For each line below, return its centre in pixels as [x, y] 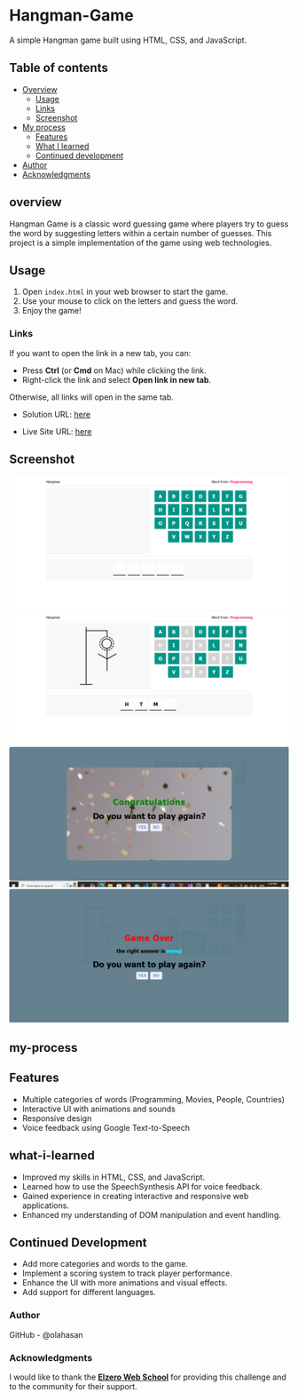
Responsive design [57, 1118]
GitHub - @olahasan [46, 1334]
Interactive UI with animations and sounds [98, 1109]
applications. [45, 1205]
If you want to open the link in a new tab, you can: [100, 353]
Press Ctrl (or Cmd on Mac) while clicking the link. [114, 370]
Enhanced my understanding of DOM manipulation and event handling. [152, 1214]
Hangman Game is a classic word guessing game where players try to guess [149, 224]
